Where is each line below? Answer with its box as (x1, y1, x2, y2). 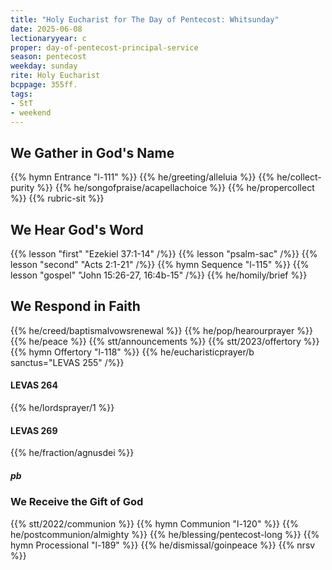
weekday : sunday (10, 61, 78, 71)
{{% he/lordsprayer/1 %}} (10, 402, 115, 414)
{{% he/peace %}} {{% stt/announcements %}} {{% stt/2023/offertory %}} (10, 335, 320, 347)
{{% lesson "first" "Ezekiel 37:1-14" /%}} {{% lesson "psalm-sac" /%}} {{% (10, 248, 318, 260)
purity (10, 182, 35, 194)
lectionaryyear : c (10, 33, 87, 43)
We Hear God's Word (10, 221, 144, 238)
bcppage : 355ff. (10, 80, 78, 90)
